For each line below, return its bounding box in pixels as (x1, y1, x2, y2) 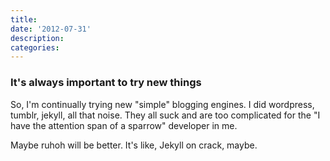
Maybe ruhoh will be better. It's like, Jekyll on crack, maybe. (10, 139, 258, 151)
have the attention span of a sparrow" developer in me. (10, 119, 238, 131)
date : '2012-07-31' (10, 24, 92, 34)
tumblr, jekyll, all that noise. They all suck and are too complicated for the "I (10, 109, 321, 121)
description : (10, 33, 65, 43)
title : (10, 14, 38, 25)
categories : (10, 42, 60, 53)
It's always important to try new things (10, 76, 202, 90)
